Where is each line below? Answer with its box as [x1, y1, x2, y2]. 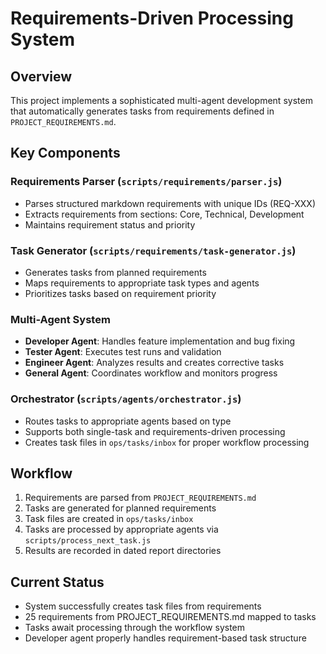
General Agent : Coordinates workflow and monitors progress [24, 367, 278, 379]
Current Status [10, 573, 105, 591]
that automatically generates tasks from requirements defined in [10, 105, 275, 117]
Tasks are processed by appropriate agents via [24, 523, 219, 536]
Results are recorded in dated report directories [24, 545, 222, 557]
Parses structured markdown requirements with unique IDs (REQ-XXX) [24, 197, 316, 209]
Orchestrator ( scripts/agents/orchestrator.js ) [10, 392, 242, 406]
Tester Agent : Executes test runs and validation [24, 346, 222, 358]
